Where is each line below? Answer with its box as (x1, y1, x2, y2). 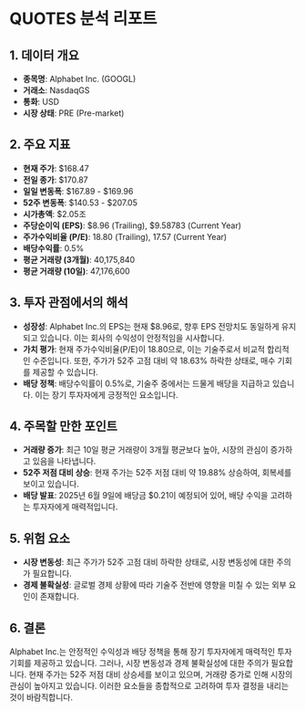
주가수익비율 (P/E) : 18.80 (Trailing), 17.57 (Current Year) (22, 231, 228, 242)
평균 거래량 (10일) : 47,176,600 (22, 266, 130, 277)
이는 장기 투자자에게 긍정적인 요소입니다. (35, 389, 179, 400)
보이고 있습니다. (22, 478, 79, 489)
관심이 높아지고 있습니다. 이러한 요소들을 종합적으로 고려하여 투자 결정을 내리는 (9, 681, 290, 692)
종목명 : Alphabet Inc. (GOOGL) (22, 74, 137, 84)
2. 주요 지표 (9, 137, 71, 152)
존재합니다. (39, 591, 79, 602)
